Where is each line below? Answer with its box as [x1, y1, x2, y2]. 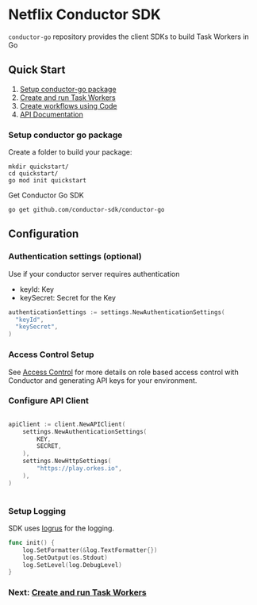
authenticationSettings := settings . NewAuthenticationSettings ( [8, 308, 225, 316]
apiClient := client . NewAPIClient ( [8, 420, 126, 428]
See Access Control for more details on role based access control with [8, 367, 240, 377]
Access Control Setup [8, 349, 94, 360]
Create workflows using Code [19, 101, 117, 110]
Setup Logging [8, 505, 66, 516]
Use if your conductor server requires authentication [8, 269, 180, 278]
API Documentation [19, 109, 83, 119]
